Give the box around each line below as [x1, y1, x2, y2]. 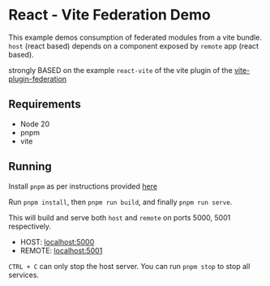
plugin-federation [8, 74, 67, 83]
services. [8, 270, 39, 280]
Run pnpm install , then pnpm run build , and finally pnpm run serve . [8, 197, 233, 207]
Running [8, 160, 53, 173]
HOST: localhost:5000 [19, 237, 95, 246]
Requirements [8, 97, 81, 111]
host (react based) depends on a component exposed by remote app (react [8, 41, 259, 50]
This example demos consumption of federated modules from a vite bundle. [8, 32, 262, 42]
